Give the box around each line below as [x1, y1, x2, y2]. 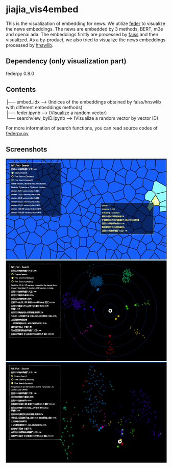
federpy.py [6, 130, 29, 136]
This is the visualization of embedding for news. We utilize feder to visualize [6, 20, 165, 27]
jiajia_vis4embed [6, 4, 79, 15]
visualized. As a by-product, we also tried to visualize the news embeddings [6, 37, 166, 43]
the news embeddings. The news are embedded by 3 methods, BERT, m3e [6, 25, 163, 32]
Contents [6, 85, 36, 94]
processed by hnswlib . [6, 42, 54, 48]
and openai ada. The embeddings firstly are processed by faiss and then [6, 31, 159, 37]
